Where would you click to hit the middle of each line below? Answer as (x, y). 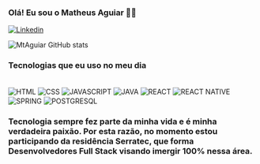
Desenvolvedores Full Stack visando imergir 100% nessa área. (130, 151)
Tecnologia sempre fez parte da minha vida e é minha (113, 121)
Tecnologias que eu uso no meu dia (77, 65)
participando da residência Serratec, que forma (101, 141)
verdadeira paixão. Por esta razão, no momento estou (113, 131)
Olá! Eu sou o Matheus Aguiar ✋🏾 (72, 13)
